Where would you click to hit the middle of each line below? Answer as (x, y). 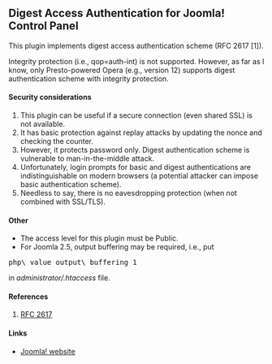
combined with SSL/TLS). (63, 201)
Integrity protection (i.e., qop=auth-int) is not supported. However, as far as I (136, 61)
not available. (43, 124)
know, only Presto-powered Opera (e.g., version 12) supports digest (122, 70)
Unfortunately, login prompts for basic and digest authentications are (136, 167)
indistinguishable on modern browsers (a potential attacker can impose (139, 176)
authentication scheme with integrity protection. (89, 78)
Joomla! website (47, 351)
